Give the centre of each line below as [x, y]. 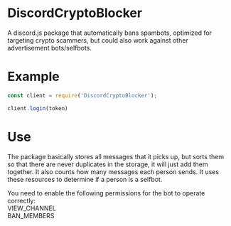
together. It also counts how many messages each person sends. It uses [113, 171]
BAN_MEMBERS [31, 215]
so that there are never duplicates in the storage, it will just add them [108, 164]
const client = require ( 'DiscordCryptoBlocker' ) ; [82, 95]
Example [33, 77]
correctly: [22, 200]
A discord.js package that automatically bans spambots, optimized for [109, 33]
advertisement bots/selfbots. [50, 48]
